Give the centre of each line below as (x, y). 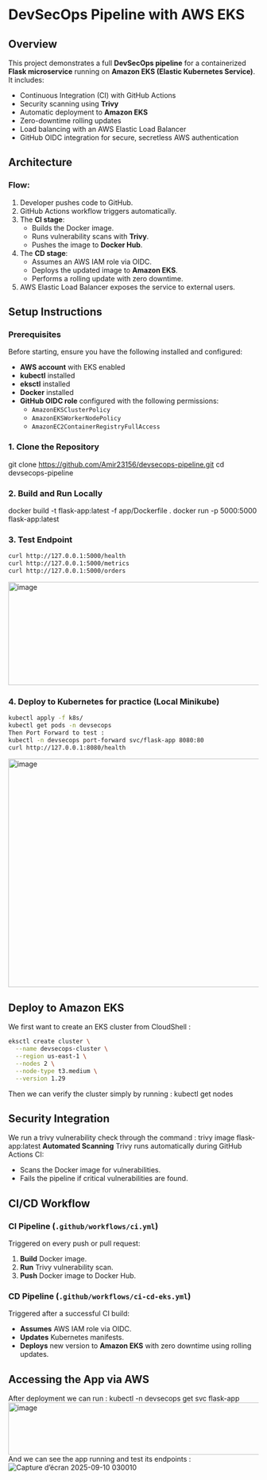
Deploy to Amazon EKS (66, 1007)
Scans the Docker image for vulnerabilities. (90, 1170)
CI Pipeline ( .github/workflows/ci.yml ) (83, 1226)
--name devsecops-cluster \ (62, 1049)
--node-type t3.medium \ (56, 1071)
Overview (33, 44)
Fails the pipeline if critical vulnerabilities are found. (104, 1179)
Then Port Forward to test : (56, 733)
